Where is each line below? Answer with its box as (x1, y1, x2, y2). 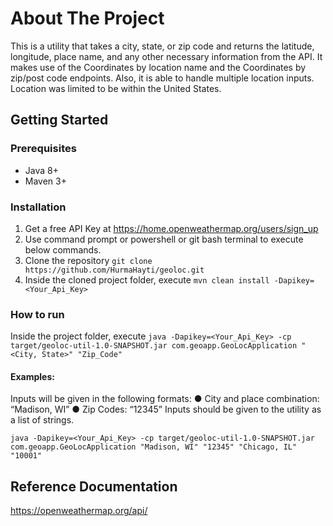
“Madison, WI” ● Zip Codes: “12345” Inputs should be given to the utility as (10, 403, 322, 416)
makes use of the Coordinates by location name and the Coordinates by (10, 61, 307, 73)
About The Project (10, 7, 165, 30)
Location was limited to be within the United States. (10, 82, 222, 94)
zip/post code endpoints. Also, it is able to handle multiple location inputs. (10, 72, 315, 84)
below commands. (24, 243, 102, 256)
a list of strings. (10, 414, 75, 426)
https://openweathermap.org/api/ (10, 505, 148, 517)
